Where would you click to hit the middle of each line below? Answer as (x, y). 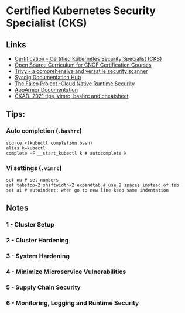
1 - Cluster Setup (30, 225)
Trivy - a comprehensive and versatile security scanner (81, 71)
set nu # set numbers (32, 180)
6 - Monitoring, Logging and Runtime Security (73, 303)
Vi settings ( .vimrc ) (34, 168)
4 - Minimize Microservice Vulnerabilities (66, 272)
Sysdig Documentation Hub (48, 77)
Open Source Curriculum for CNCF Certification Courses (83, 65)
